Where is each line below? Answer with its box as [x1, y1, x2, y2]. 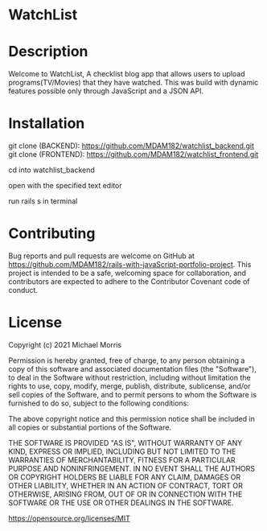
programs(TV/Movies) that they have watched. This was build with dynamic [8, 78, 259, 88]
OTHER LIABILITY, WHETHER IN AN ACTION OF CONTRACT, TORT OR [8, 480, 243, 490]
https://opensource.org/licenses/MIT [8, 513, 130, 523]
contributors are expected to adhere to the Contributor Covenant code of [8, 277, 251, 286]
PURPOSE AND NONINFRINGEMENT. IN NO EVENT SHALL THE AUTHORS [8, 463, 256, 473]
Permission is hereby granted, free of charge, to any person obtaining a [8, 356, 245, 365]
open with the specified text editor [8, 181, 122, 191]
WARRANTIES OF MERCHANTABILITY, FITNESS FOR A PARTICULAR [8, 455, 236, 464]
